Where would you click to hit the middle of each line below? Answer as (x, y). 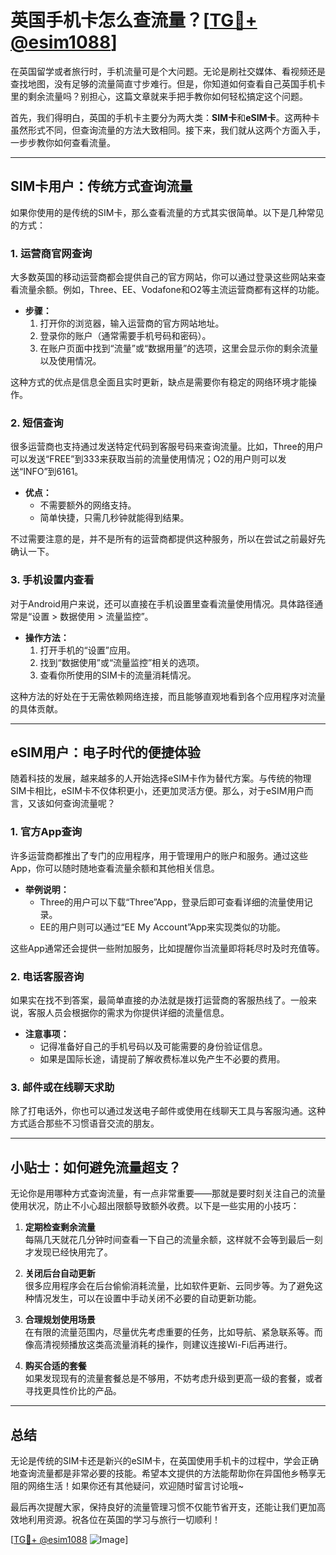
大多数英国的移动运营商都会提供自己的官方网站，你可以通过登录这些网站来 (163, 277)
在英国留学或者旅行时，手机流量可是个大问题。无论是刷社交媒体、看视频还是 (168, 71)
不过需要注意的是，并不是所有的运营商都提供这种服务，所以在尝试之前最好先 (168, 539)
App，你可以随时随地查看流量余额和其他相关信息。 (115, 868)
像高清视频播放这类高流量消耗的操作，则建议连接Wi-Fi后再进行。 (158, 1345)
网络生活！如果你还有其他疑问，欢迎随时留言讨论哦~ (136, 1485)
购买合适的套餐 (55, 1366)
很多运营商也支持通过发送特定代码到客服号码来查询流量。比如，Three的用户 (167, 447)
